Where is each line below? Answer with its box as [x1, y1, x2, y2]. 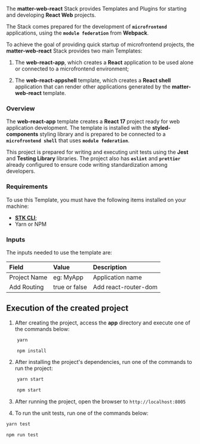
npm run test [6, 432, 39, 438]
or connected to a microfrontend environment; [14, 65, 130, 72]
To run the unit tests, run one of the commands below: [14, 409, 149, 417]
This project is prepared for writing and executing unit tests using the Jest [6, 149, 189, 156]
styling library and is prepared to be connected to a [39, 131, 166, 138]
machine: [6, 203, 29, 210]
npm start [17, 387, 42, 393]
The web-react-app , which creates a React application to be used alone [14, 59, 194, 66]
